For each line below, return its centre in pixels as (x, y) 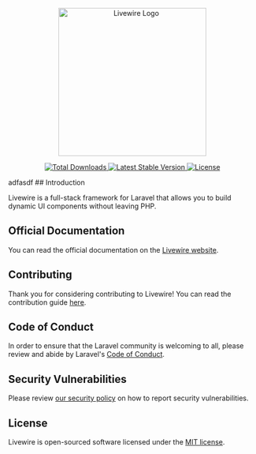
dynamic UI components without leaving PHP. (82, 206)
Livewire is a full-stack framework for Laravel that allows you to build (120, 198)
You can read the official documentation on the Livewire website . (113, 250)
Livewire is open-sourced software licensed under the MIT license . (117, 442)
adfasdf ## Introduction (46, 182)
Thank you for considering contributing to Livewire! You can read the (120, 294)
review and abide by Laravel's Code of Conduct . (87, 355)
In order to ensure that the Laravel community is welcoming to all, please (126, 346)
